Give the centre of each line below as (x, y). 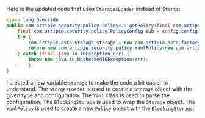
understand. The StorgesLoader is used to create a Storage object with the (99, 89)
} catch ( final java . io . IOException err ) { (74, 54)
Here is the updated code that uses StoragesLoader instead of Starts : (94, 9)
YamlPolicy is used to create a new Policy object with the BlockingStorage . (100, 108)
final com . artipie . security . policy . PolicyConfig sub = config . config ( (109, 31)
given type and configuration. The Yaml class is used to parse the (88, 95)
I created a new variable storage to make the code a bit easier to (87, 82)
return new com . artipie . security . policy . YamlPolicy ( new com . (108, 48)
